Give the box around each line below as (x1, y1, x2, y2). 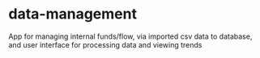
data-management (8, 5, 138, 23)
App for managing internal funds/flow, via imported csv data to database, (8, 31, 253, 41)
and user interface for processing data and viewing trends (8, 39, 202, 49)
